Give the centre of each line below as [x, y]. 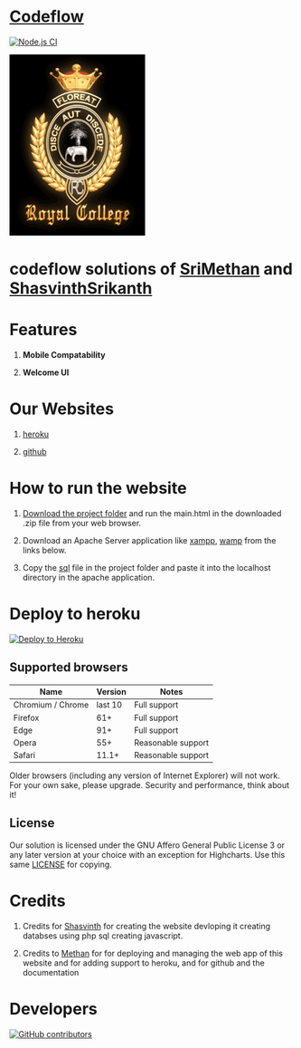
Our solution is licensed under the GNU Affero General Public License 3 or [147, 845]
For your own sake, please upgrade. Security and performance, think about [149, 784]
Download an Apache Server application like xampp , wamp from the [149, 540]
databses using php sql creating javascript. [103, 936]
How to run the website [98, 489]
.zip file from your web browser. [82, 523]
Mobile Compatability [64, 355]
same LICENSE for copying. [61, 864]
